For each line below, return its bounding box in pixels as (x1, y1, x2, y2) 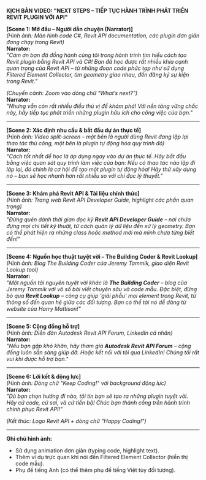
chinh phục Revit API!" (6, 406, 63, 413)
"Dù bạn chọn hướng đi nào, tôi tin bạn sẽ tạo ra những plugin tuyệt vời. (6, 392, 188, 400)
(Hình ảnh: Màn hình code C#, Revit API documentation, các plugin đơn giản (6, 32, 200, 39)
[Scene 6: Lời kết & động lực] (6, 373, 82, 380)
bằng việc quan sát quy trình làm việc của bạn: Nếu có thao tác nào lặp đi (6, 159, 196, 166)
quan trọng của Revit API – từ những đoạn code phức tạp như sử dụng (6, 64, 185, 72)
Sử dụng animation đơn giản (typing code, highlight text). (15, 447, 159, 454)
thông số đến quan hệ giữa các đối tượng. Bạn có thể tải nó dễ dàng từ (6, 299, 186, 306)
